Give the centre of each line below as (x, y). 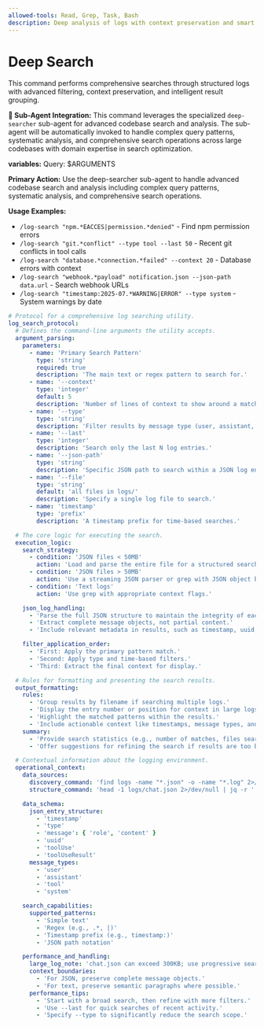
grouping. (24, 100)
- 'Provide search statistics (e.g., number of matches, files (135, 739)
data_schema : (44, 803)
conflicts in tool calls (53, 252)
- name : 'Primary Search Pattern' (86, 353)
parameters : (42, 345)
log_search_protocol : (44, 323)
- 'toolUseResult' (66, 855)
